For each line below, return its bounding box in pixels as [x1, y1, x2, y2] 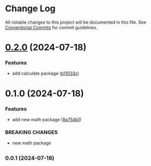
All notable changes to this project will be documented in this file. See [5, 19, 147, 25]
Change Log [5, 3, 56, 14]
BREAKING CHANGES [5, 129, 58, 135]
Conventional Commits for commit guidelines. [5, 24, 97, 30]
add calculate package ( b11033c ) [12, 70, 80, 76]
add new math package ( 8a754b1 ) [12, 116, 82, 122]
